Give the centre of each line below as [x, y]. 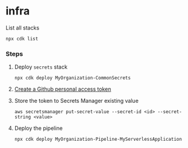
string [23, 117]
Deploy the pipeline [38, 128]
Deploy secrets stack [41, 67]
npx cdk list [22, 39]
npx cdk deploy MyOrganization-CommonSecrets [72, 78]
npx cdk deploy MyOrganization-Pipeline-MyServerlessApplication [98, 140]
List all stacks [23, 28]
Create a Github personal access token [63, 89]
